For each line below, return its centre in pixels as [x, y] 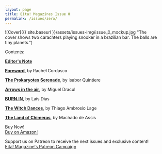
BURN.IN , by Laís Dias [27, 99]
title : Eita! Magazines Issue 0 [38, 14]
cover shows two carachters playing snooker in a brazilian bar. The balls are [81, 37]
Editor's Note [19, 62]
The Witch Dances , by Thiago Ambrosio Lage [51, 108]
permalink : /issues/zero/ [31, 18]
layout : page [18, 9]
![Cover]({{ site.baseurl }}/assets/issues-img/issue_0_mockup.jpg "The [76, 32]
